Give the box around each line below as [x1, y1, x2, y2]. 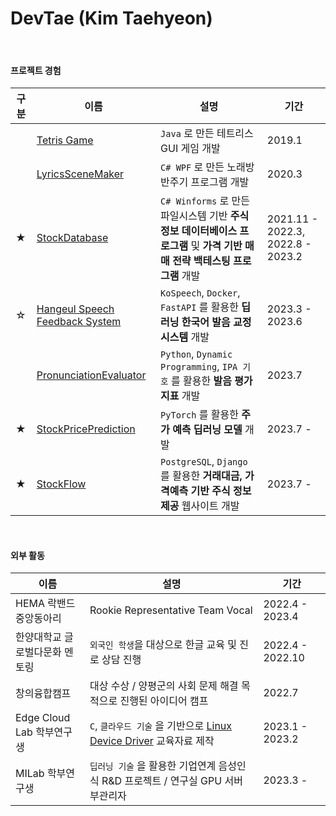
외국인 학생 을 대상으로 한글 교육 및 [89, 638, 238, 652]
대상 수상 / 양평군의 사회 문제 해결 [89, 679, 239, 693]
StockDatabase [36, 231, 109, 245]
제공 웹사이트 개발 [160, 499, 240, 513]
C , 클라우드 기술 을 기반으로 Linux [89, 719, 233, 733]
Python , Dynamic [160, 347, 233, 361]
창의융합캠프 [15, 687, 72, 701]
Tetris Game [36, 133, 94, 147]
